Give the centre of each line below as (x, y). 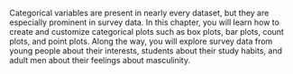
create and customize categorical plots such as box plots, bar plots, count (146, 32)
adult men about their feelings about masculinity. (100, 60)
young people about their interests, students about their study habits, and (146, 51)
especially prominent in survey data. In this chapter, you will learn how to (144, 22)
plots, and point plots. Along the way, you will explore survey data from (141, 41)
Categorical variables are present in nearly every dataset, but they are (139, 13)
